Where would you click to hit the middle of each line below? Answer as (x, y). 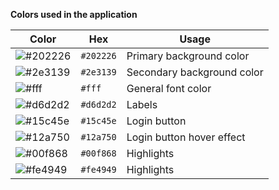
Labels (142, 104)
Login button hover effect (186, 137)
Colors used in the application (74, 14)
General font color (169, 88)
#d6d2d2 (98, 104)
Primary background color (188, 56)
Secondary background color (195, 72)
